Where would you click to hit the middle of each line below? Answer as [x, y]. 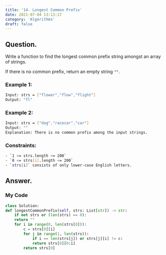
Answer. [19, 181]
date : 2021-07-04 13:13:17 [34, 15]
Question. [21, 44]
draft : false [19, 24]
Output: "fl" [19, 100]
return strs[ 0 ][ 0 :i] [54, 243]
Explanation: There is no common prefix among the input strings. [76, 133]
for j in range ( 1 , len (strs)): [56, 234]
